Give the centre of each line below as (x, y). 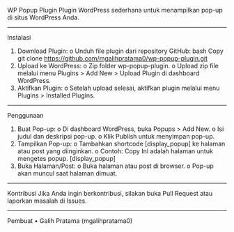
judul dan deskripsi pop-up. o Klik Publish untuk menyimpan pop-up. (116, 136)
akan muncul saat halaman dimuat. (67, 173)
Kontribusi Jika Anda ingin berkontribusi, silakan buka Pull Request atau (110, 193)
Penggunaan (25, 115)
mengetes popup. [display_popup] (67, 158)
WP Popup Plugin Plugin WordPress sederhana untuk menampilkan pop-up (115, 10)
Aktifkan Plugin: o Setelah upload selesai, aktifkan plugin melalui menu (118, 88)
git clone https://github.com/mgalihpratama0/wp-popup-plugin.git (112, 58)
